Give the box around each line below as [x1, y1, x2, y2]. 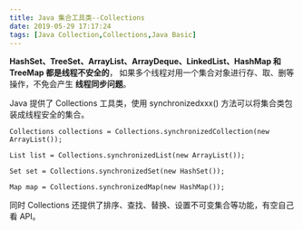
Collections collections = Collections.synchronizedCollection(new [9, 128, 270, 137]
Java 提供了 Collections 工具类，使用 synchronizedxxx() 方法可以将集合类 [9, 98, 285, 109]
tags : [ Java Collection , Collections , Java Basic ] [9, 30, 197, 39]
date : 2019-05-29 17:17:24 [9, 22, 112, 31]
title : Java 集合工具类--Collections [9, 13, 145, 23]
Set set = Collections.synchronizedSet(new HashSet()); [9, 167, 225, 177]
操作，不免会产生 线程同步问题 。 [9, 79, 132, 90]
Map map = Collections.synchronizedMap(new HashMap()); [9, 183, 225, 192]
